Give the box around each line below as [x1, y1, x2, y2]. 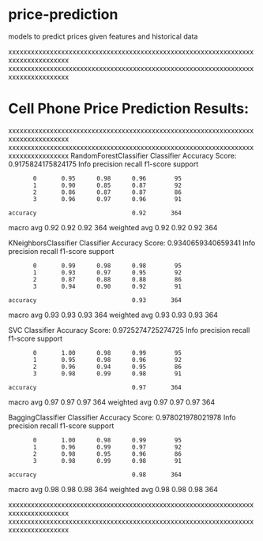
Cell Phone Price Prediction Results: [8, 100, 249, 118]
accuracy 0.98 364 [8, 471, 182, 479]
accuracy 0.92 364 [8, 209, 182, 217]
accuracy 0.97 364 [8, 383, 182, 391]
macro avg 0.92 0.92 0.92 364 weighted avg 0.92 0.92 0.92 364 [8, 222, 218, 232]
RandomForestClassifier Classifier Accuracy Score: [70, 151, 237, 160]
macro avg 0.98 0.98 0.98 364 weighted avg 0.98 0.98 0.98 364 [8, 484, 219, 494]
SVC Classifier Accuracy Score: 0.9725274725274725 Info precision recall [8, 325, 250, 334]
